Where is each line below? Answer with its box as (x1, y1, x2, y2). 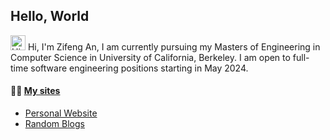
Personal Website (24, 107, 98, 119)
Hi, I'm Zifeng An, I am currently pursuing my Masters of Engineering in (27, 40, 321, 53)
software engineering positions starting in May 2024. (30, 62, 249, 74)
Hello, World (10, 8, 90, 25)
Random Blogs (24, 118, 85, 130)
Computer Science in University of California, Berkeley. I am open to (10, 51, 291, 63)
